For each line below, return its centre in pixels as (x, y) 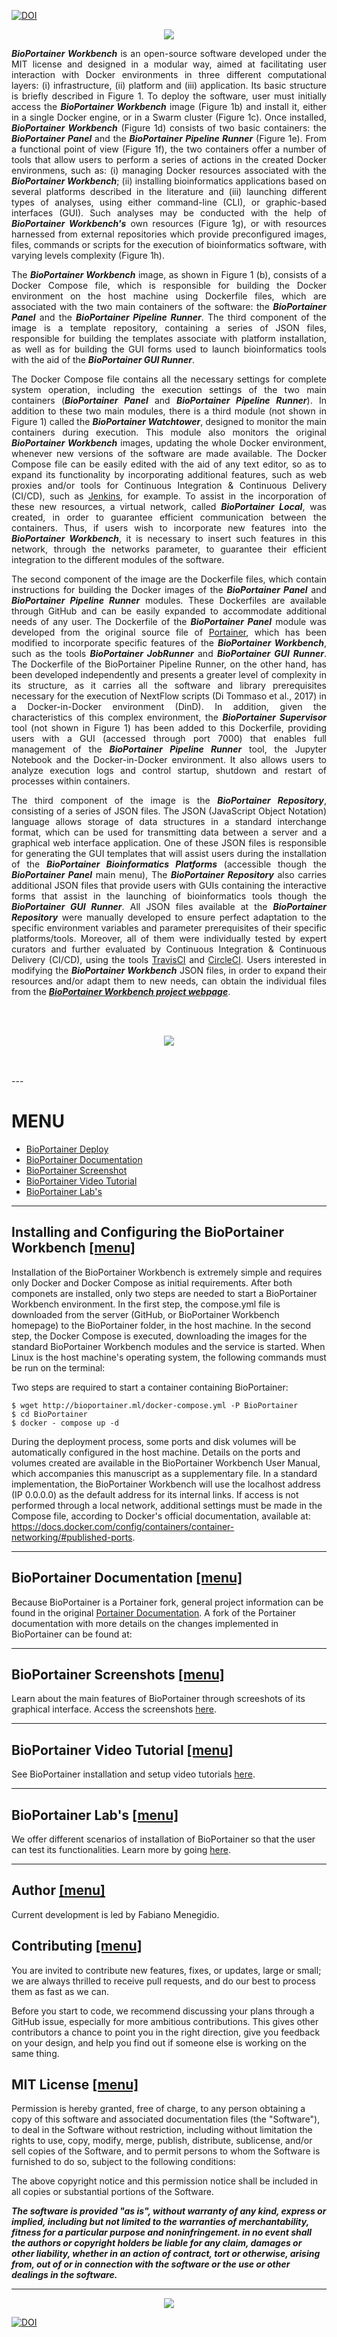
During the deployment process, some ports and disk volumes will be (154, 1441)
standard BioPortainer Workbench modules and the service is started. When (168, 1346)
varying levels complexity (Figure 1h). (88, 255)
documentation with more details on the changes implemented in (145, 1623)
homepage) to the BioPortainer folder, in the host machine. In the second (161, 1325)
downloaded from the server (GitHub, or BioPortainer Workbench (145, 1314)
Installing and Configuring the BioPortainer (148, 1232)
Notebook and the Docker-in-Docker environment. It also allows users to (169, 759)
